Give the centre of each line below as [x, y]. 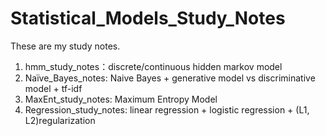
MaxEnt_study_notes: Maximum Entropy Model [121, 99]
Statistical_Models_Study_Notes [148, 18]
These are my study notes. [65, 46]
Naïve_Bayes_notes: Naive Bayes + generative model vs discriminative [170, 78]
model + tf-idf [53, 88]
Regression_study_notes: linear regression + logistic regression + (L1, [167, 109]
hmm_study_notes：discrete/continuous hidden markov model [153, 66]
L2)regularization [60, 120]
